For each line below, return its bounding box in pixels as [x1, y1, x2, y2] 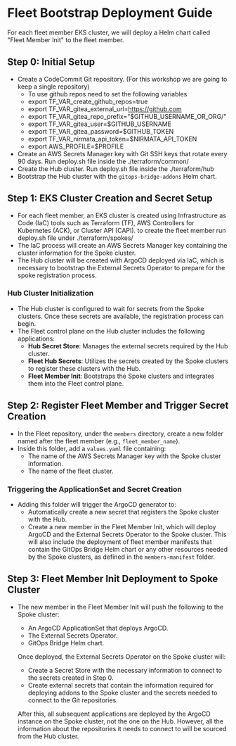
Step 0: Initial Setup [7, 56, 96, 68]
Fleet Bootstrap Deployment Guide [7, 5, 213, 21]
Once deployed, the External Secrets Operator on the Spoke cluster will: [17, 652, 226, 661]
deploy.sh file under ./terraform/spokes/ [17, 234, 133, 242]
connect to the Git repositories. [27, 695, 118, 704]
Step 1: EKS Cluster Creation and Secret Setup [7, 192, 213, 205]
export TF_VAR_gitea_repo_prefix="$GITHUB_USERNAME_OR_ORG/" [27, 112, 227, 120]
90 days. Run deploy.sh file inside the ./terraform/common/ [17, 157, 189, 165]
